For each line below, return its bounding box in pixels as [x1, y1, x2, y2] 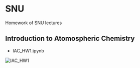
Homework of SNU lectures [5, 20, 62, 26]
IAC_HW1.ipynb [12, 47, 44, 53]
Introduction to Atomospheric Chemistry [5, 34, 135, 43]
